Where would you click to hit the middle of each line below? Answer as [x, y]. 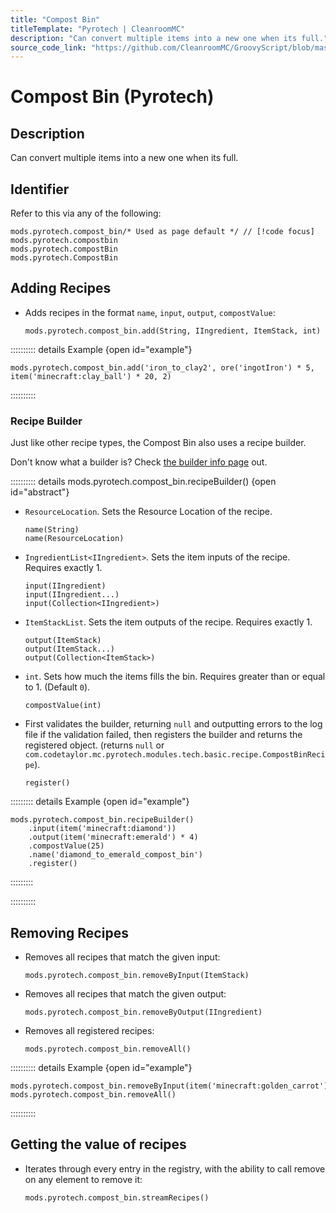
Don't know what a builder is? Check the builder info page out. [139, 462]
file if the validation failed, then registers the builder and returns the [163, 735]
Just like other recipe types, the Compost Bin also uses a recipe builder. [158, 443]
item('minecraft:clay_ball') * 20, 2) [91, 376]
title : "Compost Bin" [55, 19]
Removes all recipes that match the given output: [125, 993]
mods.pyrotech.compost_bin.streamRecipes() [117, 1197]
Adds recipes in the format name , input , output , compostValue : [150, 312]
